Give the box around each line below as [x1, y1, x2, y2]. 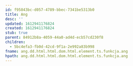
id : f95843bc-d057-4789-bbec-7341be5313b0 [5, 7, 95, 12]
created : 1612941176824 [5, 26, 55, 31]
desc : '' [5, 16, 23, 21]
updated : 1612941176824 [5, 21, 55, 26]
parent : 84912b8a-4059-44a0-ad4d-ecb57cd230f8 [5, 35, 104, 40]
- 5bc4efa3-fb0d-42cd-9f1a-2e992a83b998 [9, 44, 95, 49]
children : [5, 40, 26, 45]
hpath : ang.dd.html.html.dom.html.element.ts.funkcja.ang [5, 53, 128, 59]
